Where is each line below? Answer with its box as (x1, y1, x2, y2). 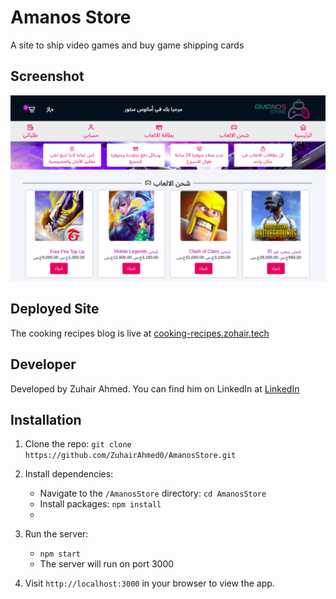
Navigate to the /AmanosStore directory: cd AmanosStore (39, 487, 267, 500)
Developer (10, 356, 77, 373)
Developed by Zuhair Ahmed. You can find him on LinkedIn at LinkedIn (10, 382, 300, 395)
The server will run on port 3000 (39, 558, 175, 570)
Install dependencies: (24, 468, 114, 480)
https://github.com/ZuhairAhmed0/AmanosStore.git (24, 451, 237, 461)
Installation (10, 412, 82, 429)
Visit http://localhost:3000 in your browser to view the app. (24, 577, 275, 590)
